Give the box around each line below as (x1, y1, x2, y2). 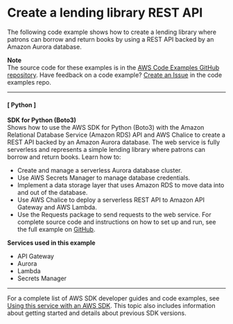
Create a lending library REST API (7, 5, 203, 21)
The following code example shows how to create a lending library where (7, 28, 217, 36)
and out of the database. (17, 189, 88, 197)
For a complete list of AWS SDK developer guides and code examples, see (7, 294, 220, 302)
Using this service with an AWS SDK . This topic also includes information (7, 302, 216, 310)
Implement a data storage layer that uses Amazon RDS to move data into (17, 181, 225, 189)
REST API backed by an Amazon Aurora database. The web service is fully (7, 138, 221, 146)
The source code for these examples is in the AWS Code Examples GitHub (7, 63, 220, 71)
